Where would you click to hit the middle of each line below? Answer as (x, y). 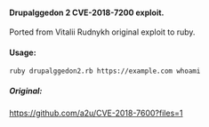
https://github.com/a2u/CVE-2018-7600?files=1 (96, 113)
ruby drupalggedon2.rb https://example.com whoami (105, 71)
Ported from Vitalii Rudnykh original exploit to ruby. (102, 32)
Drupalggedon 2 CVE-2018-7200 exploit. (87, 12)
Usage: (23, 52)
